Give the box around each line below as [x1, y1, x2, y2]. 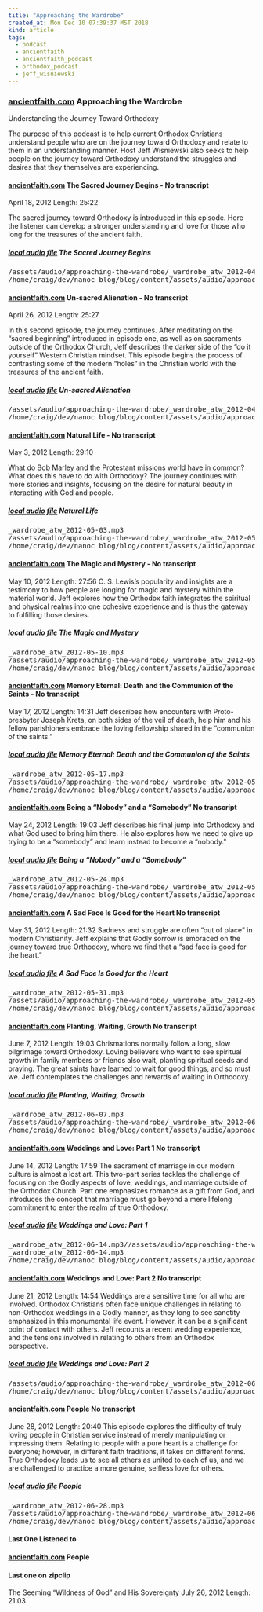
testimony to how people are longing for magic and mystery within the [8, 584, 234, 594]
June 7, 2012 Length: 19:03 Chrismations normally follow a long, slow [8, 1039, 231, 1049]
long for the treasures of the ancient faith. [8, 229, 142, 240]
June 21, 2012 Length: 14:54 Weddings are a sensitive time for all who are [8, 1291, 245, 1300]
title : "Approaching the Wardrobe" [8, 11, 124, 20]
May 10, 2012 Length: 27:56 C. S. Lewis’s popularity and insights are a [8, 577, 233, 586]
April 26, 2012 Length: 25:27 [8, 310, 99, 320]
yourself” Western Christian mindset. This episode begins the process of [8, 350, 243, 360]
